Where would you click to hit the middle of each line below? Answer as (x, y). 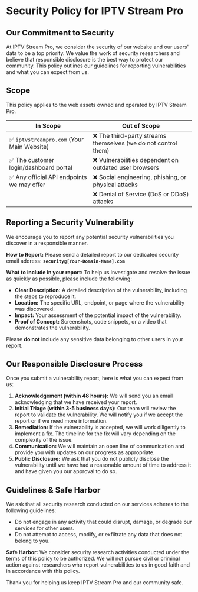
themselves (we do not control (135, 143)
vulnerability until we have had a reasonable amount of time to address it (103, 465)
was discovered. (34, 309)
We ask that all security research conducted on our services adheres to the (98, 504)
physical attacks (115, 185)
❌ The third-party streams (130, 135)
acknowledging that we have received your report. (76, 402)
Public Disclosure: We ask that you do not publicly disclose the (92, 459)
